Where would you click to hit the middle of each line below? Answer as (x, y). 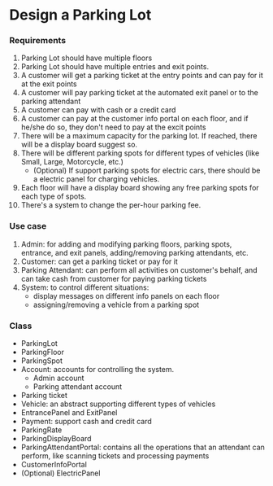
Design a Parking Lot (80, 15)
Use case (28, 226)
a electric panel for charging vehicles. (96, 179)
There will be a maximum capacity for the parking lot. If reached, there (139, 136)
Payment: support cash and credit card (87, 422)
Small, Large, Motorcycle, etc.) (72, 162)
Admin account (58, 378)
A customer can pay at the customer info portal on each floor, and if (134, 119)
